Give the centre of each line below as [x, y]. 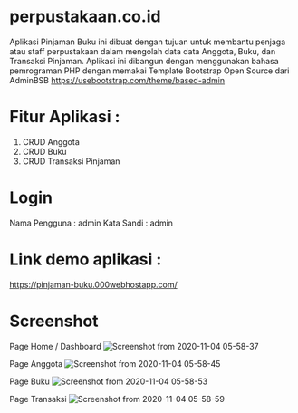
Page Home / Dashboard [55, 346]
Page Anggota [36, 363]
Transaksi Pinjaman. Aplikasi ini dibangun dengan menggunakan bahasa [144, 61]
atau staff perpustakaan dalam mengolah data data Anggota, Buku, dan [143, 51]
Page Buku [29, 381]
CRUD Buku [44, 151]
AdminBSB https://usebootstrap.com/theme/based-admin [117, 80]
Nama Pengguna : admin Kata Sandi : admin [91, 223]
